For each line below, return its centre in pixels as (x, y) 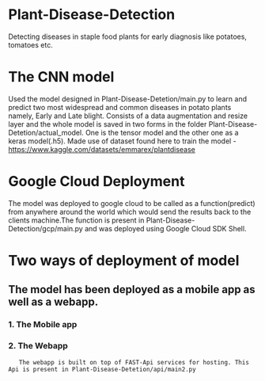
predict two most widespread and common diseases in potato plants (120, 107)
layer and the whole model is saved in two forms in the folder (108, 124)
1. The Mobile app (43, 325)
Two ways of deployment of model (124, 261)
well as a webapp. (53, 302)
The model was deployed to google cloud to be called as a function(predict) (132, 203)
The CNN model (61, 77)
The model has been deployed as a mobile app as (132, 290)
